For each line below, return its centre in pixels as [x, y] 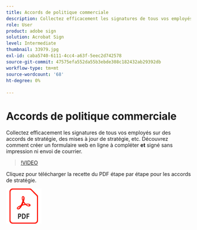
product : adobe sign [31, 31]
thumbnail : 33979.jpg [33, 50]
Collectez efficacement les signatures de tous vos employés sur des [89, 133]
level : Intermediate [31, 43]
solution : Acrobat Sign [35, 37]
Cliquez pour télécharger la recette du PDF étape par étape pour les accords [98, 174]
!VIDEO [29, 163]
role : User [19, 25]
